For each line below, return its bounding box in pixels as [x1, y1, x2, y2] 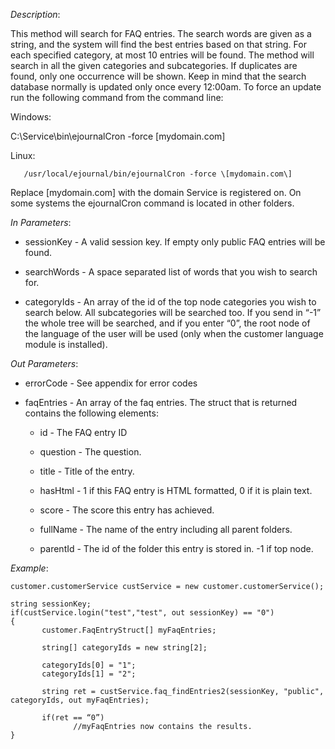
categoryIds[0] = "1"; [41, 660, 137, 670]
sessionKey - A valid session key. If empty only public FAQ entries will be [24, 236, 326, 248]
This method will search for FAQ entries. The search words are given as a [10, 28, 312, 39]
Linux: [10, 150, 36, 161]
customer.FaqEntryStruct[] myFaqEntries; [41, 625, 217, 635]
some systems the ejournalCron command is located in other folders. [10, 197, 295, 209]
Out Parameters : [10, 358, 79, 369]
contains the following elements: [24, 407, 159, 419]
